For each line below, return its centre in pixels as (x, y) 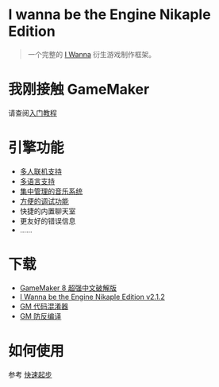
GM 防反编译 (40, 316)
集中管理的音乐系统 (51, 191)
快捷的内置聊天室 (48, 211)
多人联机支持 (40, 171)
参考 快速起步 (30, 374)
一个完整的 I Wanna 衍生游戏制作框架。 (92, 54)
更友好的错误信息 (48, 220)
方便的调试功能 (44, 201)
